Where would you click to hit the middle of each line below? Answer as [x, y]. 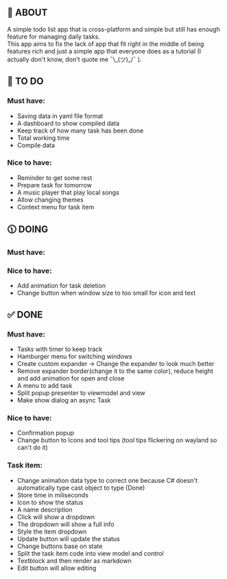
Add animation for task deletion [61, 286]
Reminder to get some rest [55, 178]
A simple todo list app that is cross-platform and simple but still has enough [114, 29]
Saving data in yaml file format [60, 116]
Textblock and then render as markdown [74, 560]
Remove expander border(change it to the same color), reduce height [115, 371]
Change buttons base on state [60, 546]
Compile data [36, 145]
